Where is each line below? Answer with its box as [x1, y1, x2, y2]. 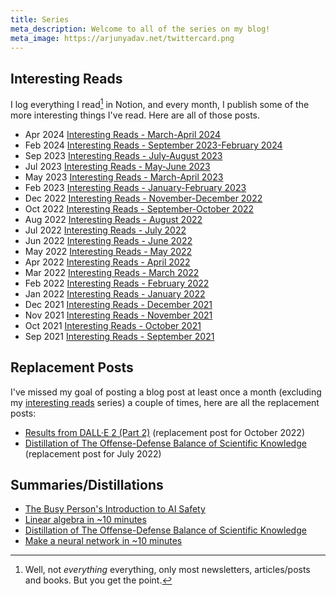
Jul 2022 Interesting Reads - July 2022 [24, 224, 187, 236]
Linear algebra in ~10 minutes [24, 514, 147, 526]
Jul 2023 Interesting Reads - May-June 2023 [24, 160, 211, 172]
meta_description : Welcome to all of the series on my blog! [10, 24, 271, 34]
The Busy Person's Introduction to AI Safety [24, 503, 206, 515]
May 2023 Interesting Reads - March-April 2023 [24, 171, 224, 183]
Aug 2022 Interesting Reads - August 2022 [24, 213, 203, 225]
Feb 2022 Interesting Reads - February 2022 [24, 277, 210, 289]
